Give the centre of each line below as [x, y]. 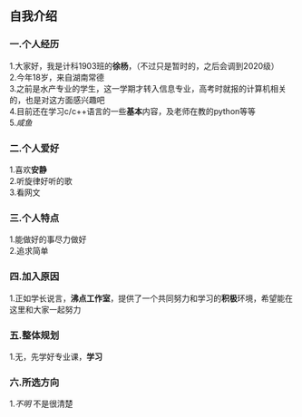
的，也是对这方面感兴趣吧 [57, 100]
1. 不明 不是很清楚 [41, 404]
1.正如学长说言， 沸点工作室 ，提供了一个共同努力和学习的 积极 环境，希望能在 [151, 298]
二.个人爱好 [34, 148]
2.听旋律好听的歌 [41, 180]
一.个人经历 [34, 44]
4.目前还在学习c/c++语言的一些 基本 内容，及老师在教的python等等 [133, 111]
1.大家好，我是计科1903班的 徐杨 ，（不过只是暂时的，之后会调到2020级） [144, 65]
